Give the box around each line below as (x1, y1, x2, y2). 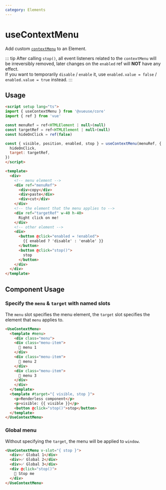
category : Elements (5, 7, 46, 13)
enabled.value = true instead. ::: (5, 76, 73, 83)
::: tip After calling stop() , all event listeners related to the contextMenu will (5, 55, 157, 61)
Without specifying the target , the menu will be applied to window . (5, 438, 141, 444)
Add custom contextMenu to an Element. (5, 46, 87, 52)
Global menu (5, 427, 37, 434)
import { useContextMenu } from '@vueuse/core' (5, 109, 106, 114)
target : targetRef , (9, 150, 50, 155)
